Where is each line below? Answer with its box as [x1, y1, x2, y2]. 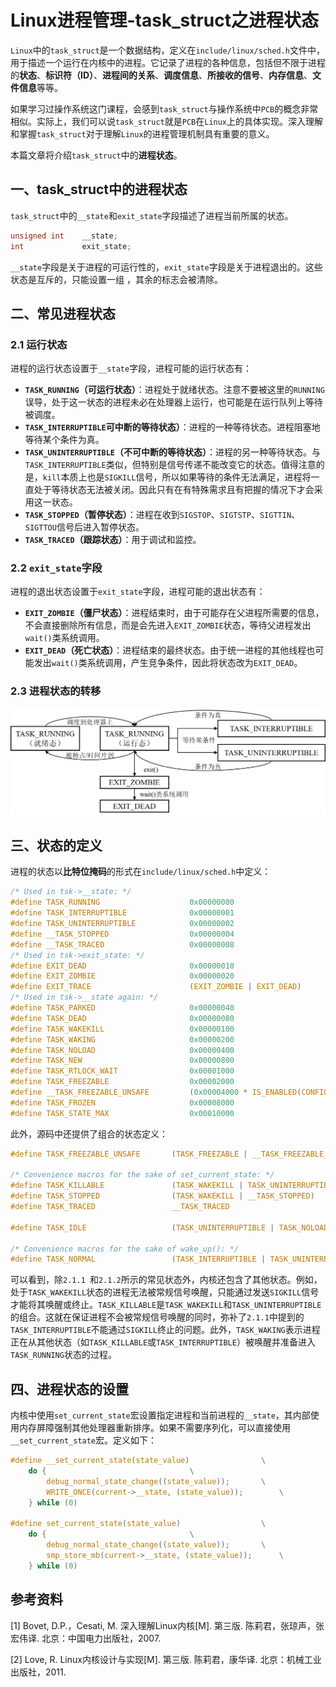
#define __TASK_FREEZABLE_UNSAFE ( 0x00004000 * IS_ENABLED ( [10, 1087, 302, 1097]
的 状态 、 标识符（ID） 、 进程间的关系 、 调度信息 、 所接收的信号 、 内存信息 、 [10, 69, 313, 81]
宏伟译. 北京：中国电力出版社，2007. [10, 1632, 162, 1644]
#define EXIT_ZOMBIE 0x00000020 [10, 971, 235, 981]
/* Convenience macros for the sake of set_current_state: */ [10, 1170, 275, 1180]
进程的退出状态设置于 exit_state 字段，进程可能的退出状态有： [10, 586, 266, 598]
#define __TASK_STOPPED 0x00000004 [10, 929, 235, 939]
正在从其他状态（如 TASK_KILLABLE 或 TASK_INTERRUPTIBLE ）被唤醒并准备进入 [10, 1336, 316, 1348]
